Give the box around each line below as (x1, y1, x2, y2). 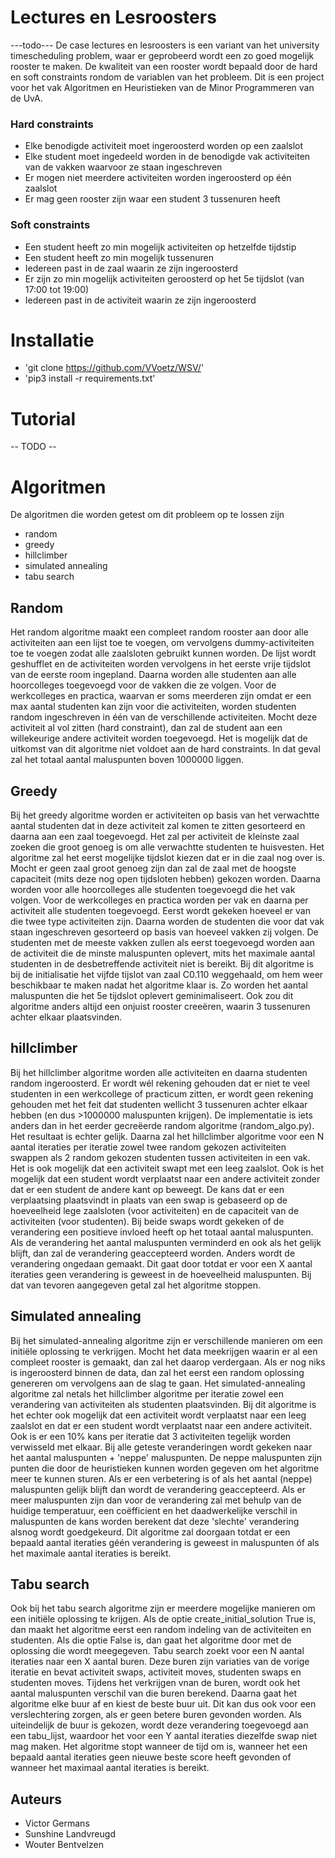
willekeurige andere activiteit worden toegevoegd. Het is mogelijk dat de (10, 732, 308, 745)
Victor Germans (24, 1817, 90, 1830)
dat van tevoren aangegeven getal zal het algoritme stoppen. (10, 1279, 262, 1291)
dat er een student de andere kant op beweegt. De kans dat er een (10, 1183, 285, 1195)
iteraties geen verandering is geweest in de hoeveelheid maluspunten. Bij (10, 1268, 312, 1280)
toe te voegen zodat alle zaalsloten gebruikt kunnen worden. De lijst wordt (10, 647, 317, 660)
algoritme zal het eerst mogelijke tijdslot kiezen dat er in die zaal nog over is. (10, 851, 325, 863)
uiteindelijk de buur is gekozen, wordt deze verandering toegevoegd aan (10, 1719, 309, 1731)
